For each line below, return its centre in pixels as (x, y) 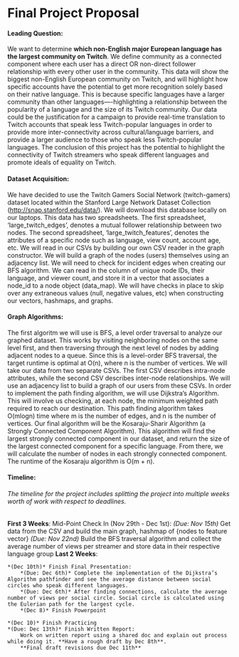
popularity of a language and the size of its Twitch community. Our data (112, 110)
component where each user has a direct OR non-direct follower (102, 64)
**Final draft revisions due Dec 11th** (81, 648)
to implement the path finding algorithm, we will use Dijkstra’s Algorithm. (113, 393)
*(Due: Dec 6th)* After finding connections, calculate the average (124, 592)
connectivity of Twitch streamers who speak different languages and (108, 155)
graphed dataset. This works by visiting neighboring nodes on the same (113, 340)
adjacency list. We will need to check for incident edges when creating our (117, 263)
